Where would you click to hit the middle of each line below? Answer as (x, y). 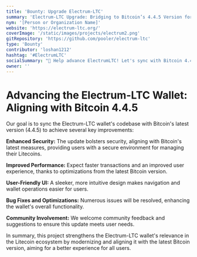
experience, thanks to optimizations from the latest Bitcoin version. (87, 171)
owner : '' (18, 66)
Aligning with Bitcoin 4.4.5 (72, 108)
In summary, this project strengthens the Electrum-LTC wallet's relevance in (98, 236)
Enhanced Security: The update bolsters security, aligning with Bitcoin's (94, 141)
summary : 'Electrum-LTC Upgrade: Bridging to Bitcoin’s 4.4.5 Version (94, 17)
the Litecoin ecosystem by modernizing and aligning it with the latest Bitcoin (98, 242)
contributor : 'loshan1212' (39, 50)
